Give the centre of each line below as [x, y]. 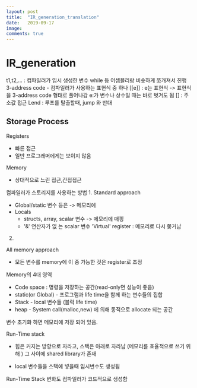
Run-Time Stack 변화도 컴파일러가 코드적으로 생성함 [67, 378]
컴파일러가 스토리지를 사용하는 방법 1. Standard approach [73, 192]
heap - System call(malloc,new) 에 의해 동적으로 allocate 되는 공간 [94, 309]
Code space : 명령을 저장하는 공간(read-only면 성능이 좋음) [84, 287]
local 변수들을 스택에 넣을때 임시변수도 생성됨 [67, 366]
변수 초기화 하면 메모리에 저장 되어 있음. [52, 322]
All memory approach [33, 250]
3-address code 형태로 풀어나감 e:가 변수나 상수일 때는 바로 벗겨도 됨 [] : [97, 95]
